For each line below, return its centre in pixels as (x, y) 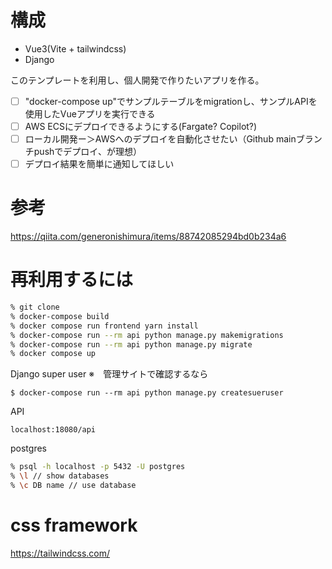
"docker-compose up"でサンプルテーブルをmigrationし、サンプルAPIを (171, 101)
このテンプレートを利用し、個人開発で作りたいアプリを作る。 (137, 80)
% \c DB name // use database (73, 486)
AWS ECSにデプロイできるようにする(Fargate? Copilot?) (141, 126)
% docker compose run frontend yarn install (104, 326)
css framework (74, 525)
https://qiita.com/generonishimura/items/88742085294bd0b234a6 (148, 237)
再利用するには (72, 280)
